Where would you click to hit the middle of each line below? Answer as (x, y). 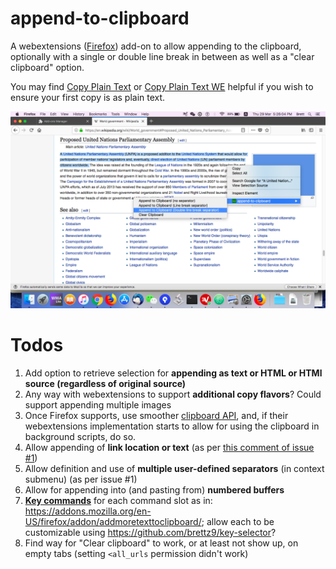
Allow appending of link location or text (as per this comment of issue (169, 447)
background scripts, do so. (80, 436)
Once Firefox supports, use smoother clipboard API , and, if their (156, 415)
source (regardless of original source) (105, 383)
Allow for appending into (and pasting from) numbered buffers (154, 489)
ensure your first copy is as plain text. (88, 97)
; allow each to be (238, 521)
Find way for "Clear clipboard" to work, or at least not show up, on (161, 543)
